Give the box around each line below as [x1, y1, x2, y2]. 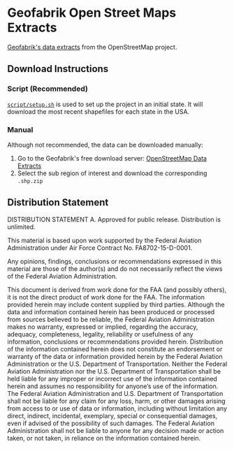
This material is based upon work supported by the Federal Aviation [7, 236, 202, 244]
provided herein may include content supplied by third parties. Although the [7, 300, 225, 309]
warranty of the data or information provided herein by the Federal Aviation [7, 352, 223, 360]
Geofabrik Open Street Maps [7, 5, 177, 21]
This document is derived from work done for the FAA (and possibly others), [7, 285, 227, 294]
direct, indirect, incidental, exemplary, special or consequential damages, [7, 411, 218, 420]
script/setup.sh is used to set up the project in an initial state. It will [7, 100, 203, 108]
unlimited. [7, 222, 36, 231]
